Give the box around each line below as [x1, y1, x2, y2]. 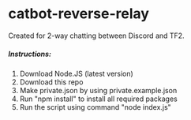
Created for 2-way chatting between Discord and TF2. [8, 31, 185, 40]
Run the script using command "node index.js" [19, 102, 171, 111]
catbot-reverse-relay [8, 5, 150, 23]
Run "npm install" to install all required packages [19, 94, 178, 103]
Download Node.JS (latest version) [19, 69, 134, 78]
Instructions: [8, 49, 52, 58]
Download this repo [19, 77, 84, 87]
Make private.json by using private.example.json [19, 85, 178, 95]
